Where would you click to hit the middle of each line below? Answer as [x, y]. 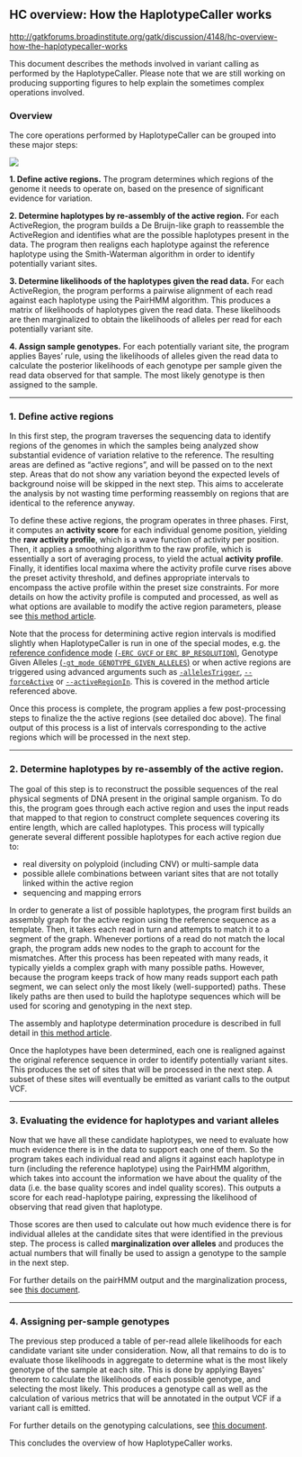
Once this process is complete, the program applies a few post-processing [147, 709]
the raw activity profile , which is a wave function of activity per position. [144, 540]
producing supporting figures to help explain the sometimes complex [137, 82]
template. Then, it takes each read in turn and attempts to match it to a [139, 929]
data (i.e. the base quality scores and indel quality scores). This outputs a [145, 1188]
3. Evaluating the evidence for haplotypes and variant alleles [144, 1120]
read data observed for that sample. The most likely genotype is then [137, 375]
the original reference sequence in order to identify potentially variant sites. [149, 1060]
